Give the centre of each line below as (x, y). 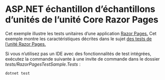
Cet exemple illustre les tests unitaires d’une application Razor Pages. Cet (81, 33)
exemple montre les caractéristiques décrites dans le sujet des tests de (78, 39)
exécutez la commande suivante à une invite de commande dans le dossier (82, 59)
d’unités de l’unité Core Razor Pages (82, 20)
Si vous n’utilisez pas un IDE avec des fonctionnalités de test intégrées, (78, 54)
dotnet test (17, 73)
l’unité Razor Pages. (25, 44)
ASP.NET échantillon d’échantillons (80, 9)
